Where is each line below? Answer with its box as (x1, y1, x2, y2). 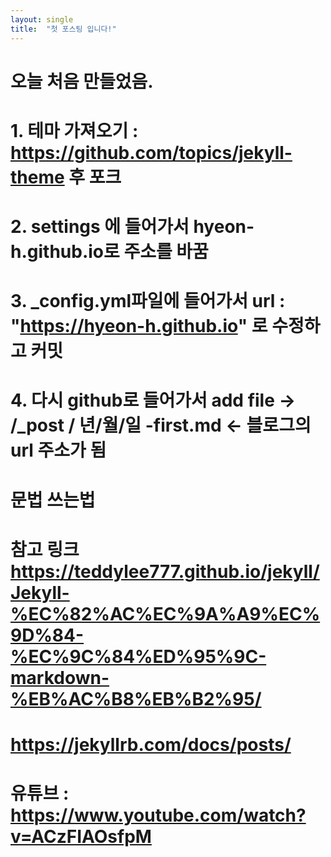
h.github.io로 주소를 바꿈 (10, 241, 209, 263)
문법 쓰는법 (10, 489, 96, 511)
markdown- (10, 666, 110, 689)
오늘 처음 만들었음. (10, 70, 154, 93)
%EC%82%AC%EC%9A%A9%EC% (10, 602, 321, 625)
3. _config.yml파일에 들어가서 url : (10, 290, 286, 313)
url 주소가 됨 (10, 439, 107, 462)
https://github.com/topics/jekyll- (10, 141, 293, 164)
